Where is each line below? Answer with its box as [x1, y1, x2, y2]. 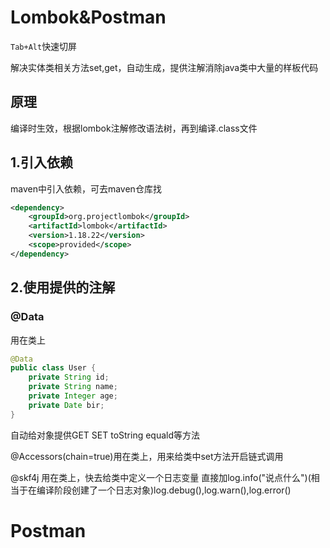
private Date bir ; [28, 400, 105, 410]
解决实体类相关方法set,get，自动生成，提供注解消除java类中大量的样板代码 [10, 61, 319, 73]
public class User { [10, 363, 97, 373]
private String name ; [28, 382, 118, 392]
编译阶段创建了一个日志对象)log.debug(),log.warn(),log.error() [36, 484, 292, 496]
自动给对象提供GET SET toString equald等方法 [10, 429, 201, 441]
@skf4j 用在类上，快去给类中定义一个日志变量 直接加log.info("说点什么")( [10, 471, 312, 483]
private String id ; [28, 372, 110, 383]
